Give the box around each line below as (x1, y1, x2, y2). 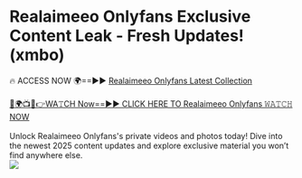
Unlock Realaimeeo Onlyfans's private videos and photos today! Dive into (9, 130, 283, 141)
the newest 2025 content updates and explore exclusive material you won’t (9, 140, 289, 151)
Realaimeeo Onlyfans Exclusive (9, 6, 251, 27)
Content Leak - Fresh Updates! (9, 25, 244, 46)
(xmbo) (9, 45, 65, 65)
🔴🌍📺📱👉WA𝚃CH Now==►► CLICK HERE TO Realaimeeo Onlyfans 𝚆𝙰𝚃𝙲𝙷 (9, 98, 293, 109)
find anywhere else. (9, 149, 83, 160)
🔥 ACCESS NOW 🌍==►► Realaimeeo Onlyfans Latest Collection (9, 75, 253, 86)
